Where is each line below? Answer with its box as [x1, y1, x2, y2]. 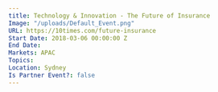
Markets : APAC [8, 49, 56, 57]
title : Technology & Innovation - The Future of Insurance [8, 11, 211, 20]
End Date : [8, 42, 42, 50]
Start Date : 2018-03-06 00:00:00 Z [8, 34, 128, 42]
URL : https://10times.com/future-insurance [8, 26, 157, 34]
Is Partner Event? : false [8, 71, 95, 79]
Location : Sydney [8, 64, 67, 72]
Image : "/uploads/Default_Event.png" [8, 19, 135, 27]
